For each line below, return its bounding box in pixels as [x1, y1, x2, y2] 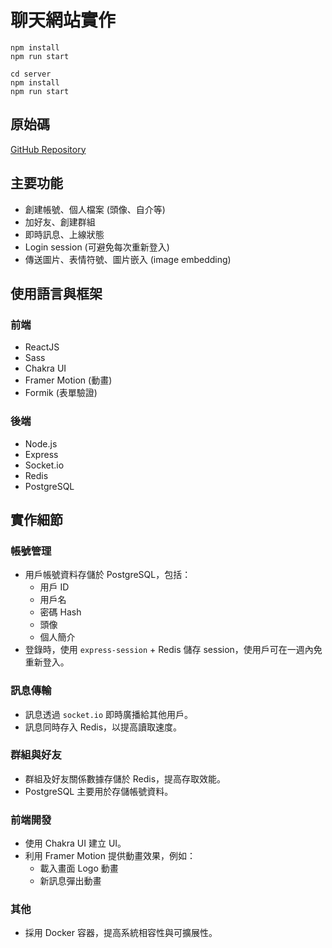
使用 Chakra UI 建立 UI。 [24, 837, 127, 850]
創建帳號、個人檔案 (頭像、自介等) [24, 203, 166, 215]
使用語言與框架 [10, 285, 103, 302]
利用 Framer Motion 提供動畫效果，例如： [24, 850, 196, 862]
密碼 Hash [39, 606, 82, 618]
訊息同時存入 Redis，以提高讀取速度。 [24, 721, 183, 733]
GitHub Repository [10, 143, 87, 155]
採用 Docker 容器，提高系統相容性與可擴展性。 [24, 927, 218, 939]
